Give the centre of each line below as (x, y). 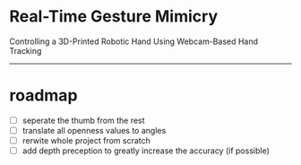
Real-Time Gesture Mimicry (114, 17)
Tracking (26, 50)
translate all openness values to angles (94, 130)
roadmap (43, 96)
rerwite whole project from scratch (86, 140)
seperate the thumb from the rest (83, 120)
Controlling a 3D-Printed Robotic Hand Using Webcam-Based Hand (133, 41)
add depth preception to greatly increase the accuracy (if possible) (146, 151)
